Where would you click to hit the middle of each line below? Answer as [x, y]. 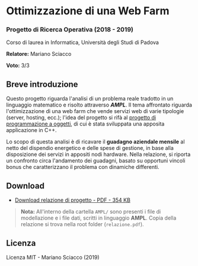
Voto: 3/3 [18, 65]
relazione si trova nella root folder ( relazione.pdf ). [82, 224]
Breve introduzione [42, 84]
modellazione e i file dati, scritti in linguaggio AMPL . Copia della [98, 218]
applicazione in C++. [32, 130]
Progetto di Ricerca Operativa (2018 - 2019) [70, 30]
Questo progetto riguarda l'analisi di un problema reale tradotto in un [90, 99]
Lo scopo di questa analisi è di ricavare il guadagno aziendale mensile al [95, 142]
